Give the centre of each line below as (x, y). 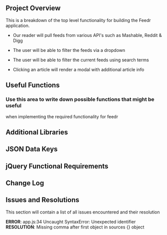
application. (18, 25)
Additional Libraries (37, 132)
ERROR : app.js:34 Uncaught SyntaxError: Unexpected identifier (71, 222)
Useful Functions (33, 85)
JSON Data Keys (32, 149)
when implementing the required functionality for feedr (62, 116)
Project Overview (33, 8)
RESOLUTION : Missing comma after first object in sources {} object (75, 227)
